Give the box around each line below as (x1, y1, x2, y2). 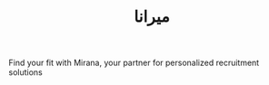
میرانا (134, 6, 170, 27)
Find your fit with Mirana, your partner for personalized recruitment (8, 57, 260, 69)
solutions (8, 67, 43, 78)
